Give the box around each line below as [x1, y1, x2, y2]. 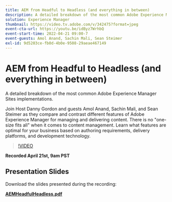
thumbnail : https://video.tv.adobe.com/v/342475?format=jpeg [5, 21, 139, 27]
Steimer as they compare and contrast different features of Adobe [5, 111, 145, 117]
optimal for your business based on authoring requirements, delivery [5, 127, 150, 133]
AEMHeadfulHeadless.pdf [5, 191, 62, 197]
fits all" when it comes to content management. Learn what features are [15, 122, 166, 128]
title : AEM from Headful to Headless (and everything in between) [5, 7, 150, 13]
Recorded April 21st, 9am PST [5, 153, 70, 159]
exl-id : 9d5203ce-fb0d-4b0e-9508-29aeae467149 [5, 41, 106, 46]
